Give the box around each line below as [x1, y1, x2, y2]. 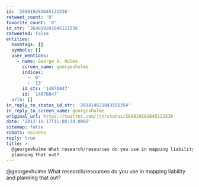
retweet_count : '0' [6, 14, 54, 20]
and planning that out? [6, 174, 61, 181]
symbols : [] [11, 47, 41, 53]
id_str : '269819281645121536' [6, 25, 81, 31]
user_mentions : [11, 53, 49, 59]
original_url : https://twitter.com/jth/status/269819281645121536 [6, 113, 174, 119]
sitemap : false [6, 124, 44, 130]
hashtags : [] [11, 42, 44, 48]
